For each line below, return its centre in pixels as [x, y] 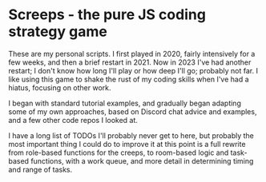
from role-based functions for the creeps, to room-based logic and [119, 152]
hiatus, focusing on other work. [60, 87]
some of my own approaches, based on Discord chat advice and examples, [133, 111]
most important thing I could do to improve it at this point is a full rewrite [127, 144]
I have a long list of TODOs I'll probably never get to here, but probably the [131, 135]
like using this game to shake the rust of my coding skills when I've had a [129, 79]
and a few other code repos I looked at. [73, 120]
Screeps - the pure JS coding [107, 15]
